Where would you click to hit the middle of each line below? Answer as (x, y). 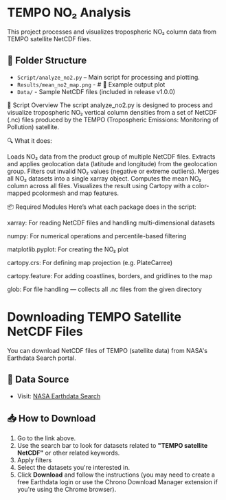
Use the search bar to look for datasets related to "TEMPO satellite (112, 446)
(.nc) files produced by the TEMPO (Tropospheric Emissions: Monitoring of (113, 120)
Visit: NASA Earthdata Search (59, 396)
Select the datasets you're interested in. (74, 468)
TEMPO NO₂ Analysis (69, 13)
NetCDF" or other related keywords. (68, 453)
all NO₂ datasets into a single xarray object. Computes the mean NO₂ (104, 178)
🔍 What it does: (30, 140)
